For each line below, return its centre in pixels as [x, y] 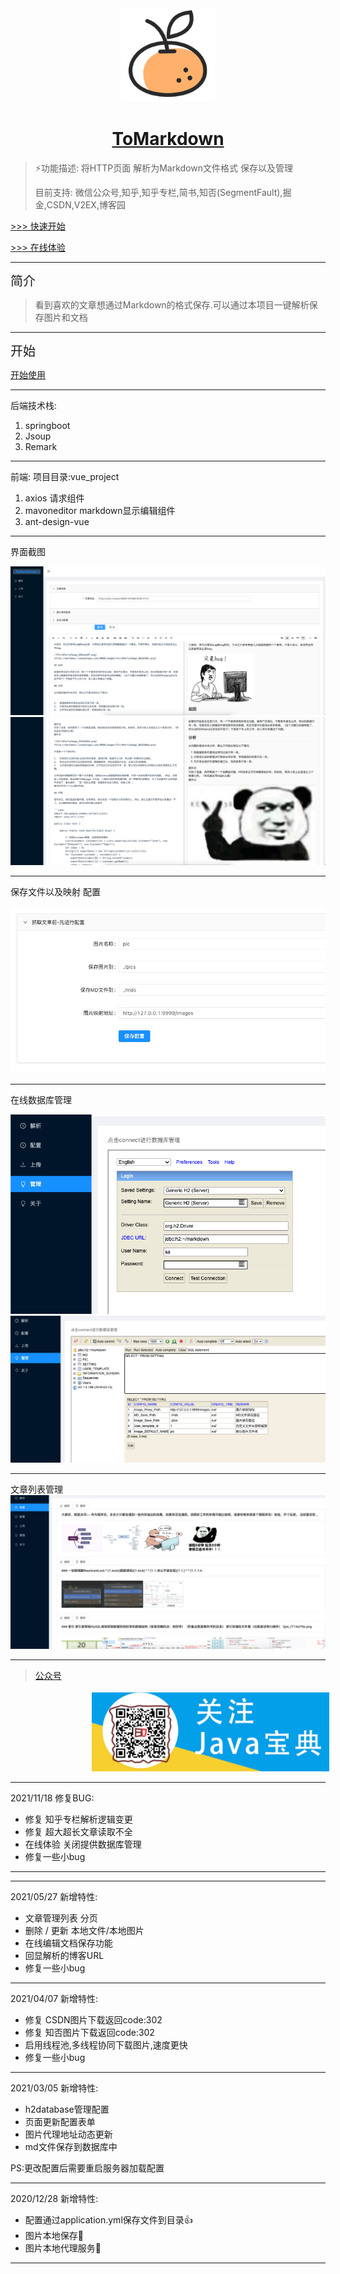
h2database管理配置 [67, 2109]
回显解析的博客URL [64, 1956]
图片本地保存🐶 [54, 2236]
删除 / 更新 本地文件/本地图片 [84, 1931]
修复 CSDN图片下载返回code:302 [93, 2020]
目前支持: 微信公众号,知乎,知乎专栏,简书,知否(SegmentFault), [158, 192]
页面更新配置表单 [60, 2122]
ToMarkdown [168, 139]
